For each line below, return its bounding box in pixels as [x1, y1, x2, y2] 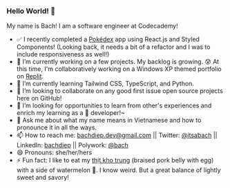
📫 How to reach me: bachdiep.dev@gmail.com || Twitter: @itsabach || [16, 131, 218, 140]
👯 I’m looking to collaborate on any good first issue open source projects [16, 87, 224, 95]
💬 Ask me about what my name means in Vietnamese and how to [16, 116, 202, 125]
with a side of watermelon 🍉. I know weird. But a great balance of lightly [16, 166, 222, 174]
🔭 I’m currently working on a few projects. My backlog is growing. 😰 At [16, 58, 219, 66]
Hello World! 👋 [6, 6, 56, 16]
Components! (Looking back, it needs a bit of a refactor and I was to [16, 43, 211, 51]
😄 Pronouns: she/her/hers [16, 148, 93, 157]
